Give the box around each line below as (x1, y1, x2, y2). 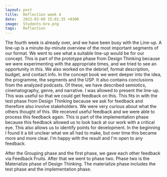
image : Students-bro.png (5, 21, 59, 26)
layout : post (5, 7, 32, 12)
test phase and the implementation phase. (5, 166, 92, 172)
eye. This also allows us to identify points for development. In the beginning (5, 124, 161, 130)
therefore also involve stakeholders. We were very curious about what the (5, 103, 157, 109)
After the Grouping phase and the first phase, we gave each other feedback (5, 150, 161, 156)
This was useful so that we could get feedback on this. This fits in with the (5, 93, 158, 99)
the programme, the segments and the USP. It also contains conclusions (5, 77, 154, 83)
